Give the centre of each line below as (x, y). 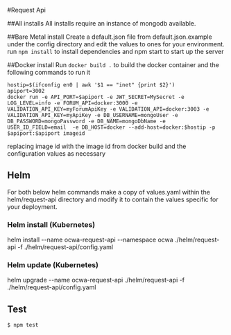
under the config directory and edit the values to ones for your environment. (116, 44)
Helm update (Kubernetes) (53, 265)
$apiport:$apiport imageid (46, 134)
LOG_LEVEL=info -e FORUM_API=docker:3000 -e (72, 103)
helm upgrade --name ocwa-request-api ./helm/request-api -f (96, 280)
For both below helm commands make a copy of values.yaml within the (109, 192)
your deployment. (32, 206)
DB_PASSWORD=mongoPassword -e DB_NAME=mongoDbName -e (87, 121)
